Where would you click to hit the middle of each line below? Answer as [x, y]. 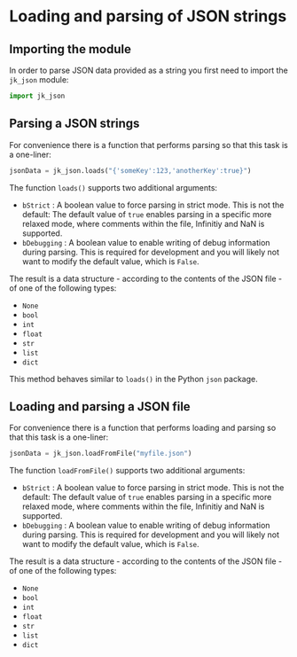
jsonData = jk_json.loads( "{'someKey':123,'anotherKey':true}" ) [130, 170]
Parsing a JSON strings [74, 124]
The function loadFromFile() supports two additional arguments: [127, 471]
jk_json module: [39, 80]
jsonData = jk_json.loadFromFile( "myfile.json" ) [101, 454]
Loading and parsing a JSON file [100, 407]
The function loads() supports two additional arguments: [113, 187]
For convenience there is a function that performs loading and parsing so [143, 428]
